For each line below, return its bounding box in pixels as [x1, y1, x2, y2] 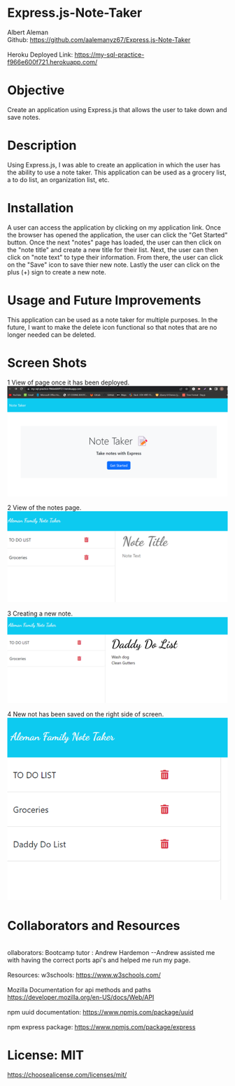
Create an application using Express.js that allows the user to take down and [7, 105, 227, 113]
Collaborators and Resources [7, 918, 180, 934]
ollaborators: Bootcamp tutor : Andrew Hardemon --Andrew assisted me [7, 949, 215, 957]
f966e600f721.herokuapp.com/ [7, 57, 98, 66]
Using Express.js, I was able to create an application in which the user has [7, 160, 221, 169]
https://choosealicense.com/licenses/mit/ [7, 1071, 127, 1079]
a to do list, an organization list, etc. [7, 175, 110, 183]
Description [7, 138, 77, 153]
